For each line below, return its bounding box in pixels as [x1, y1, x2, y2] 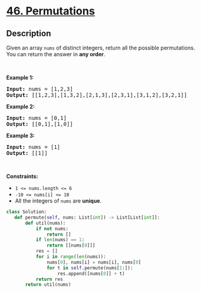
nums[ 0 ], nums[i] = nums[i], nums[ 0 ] [46, 259, 141, 265]
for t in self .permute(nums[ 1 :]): [46, 265, 134, 271]
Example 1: [6, 74, 34, 81]
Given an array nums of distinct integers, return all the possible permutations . [6, 44, 196, 51]
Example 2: [6, 103, 35, 110]
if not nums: [36, 225, 69, 232]
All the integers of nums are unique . [14, 197, 102, 204]
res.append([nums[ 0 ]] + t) [57, 270, 125, 277]
